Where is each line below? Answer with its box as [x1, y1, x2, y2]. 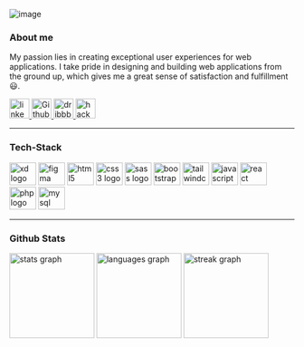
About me [9, 31, 54, 43]
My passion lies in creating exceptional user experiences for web [9, 52, 252, 63]
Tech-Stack [9, 141, 62, 154]
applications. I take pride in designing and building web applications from [9, 62, 282, 72]
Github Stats [9, 232, 66, 245]
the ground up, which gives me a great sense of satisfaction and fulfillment [9, 71, 289, 82]
